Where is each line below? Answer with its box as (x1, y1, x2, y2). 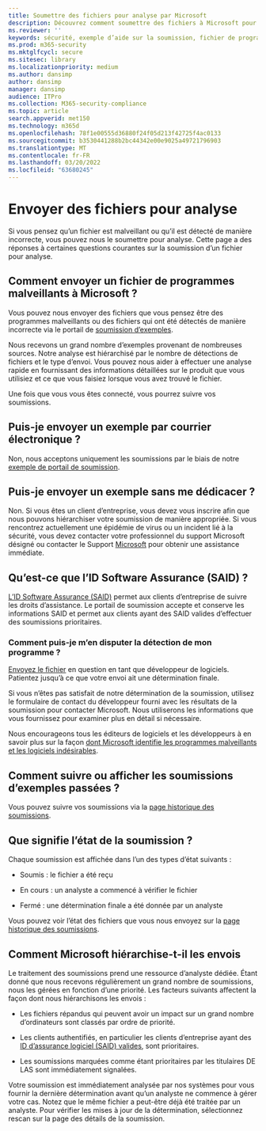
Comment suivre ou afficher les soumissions (8, 769, 234, 782)
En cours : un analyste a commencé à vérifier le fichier (19, 886, 198, 895)
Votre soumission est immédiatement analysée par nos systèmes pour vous (8, 1080, 255, 1089)
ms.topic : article (8, 108, 69, 116)
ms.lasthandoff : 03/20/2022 (8, 159, 101, 167)
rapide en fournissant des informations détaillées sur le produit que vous (8, 365, 245, 374)
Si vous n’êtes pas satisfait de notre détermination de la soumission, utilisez (8, 689, 255, 698)
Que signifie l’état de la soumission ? (8, 833, 193, 847)
